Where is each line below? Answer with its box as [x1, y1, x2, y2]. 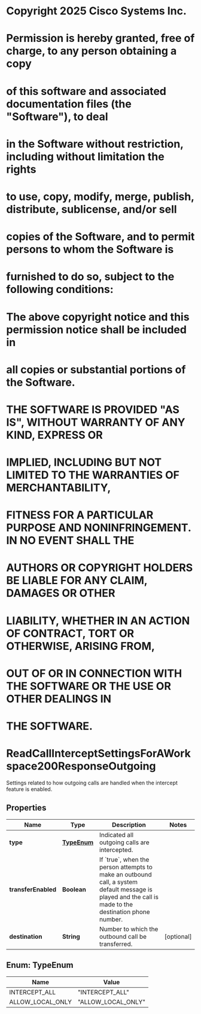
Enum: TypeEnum [6, 960, 74, 970]
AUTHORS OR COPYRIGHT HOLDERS [6, 561, 193, 575]
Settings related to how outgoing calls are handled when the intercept [6, 779, 178, 786]
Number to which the [99, 925, 159, 933]
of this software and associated [6, 84, 166, 98]
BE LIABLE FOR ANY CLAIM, [6, 574, 148, 587]
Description [111, 820, 147, 829]
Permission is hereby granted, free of [6, 32, 195, 45]
